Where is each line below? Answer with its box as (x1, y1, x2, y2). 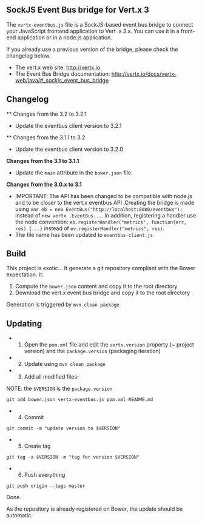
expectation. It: (6, 271, 44, 278)
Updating (6, 318, 42, 329)
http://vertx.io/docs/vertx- (111, 70, 177, 78)
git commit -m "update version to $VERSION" (6, 425, 121, 432)
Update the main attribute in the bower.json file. (15, 169, 133, 176)
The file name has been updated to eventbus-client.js (15, 231, 153, 238)
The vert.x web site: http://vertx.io (15, 64, 101, 71)
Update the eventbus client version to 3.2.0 (15, 145, 123, 153)
